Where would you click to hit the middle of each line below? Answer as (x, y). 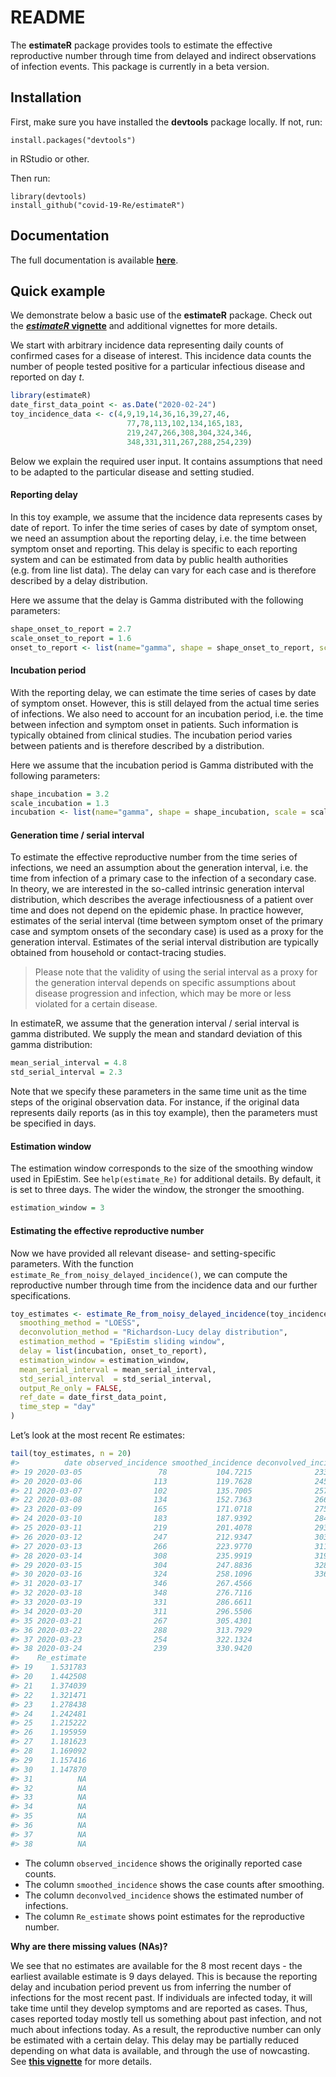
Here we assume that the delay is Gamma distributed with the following (157, 600)
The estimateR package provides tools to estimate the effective (141, 45)
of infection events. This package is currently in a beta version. (140, 66)
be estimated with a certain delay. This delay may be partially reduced (154, 2040)
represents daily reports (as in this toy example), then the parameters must (164, 1113)
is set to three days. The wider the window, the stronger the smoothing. (157, 1190)
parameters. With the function (72, 1263)
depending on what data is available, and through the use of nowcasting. (160, 2050)
